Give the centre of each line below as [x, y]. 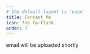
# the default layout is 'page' [46, 12]
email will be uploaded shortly [42, 45]
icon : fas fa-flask [30, 23]
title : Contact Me [29, 17]
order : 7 [17, 28]
